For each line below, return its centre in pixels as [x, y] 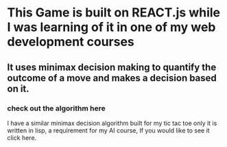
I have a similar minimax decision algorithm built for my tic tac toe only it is [112, 123]
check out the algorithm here [56, 108]
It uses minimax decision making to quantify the [112, 67]
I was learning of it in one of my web [111, 27]
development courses [71, 42]
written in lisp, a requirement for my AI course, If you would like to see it [109, 130]
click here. [22, 137]
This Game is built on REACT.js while [114, 13]
